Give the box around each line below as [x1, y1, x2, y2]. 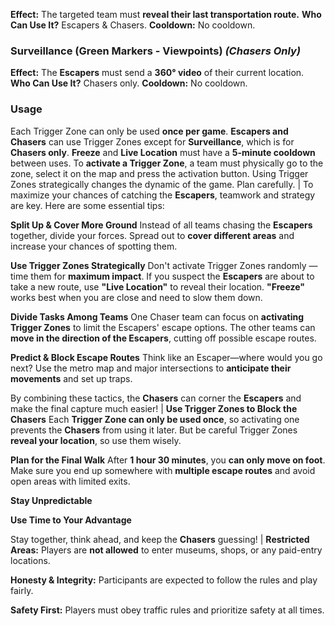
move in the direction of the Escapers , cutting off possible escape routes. [10, 332, 317, 344]
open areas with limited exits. [10, 475, 131, 487]
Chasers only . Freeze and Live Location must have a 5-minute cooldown [10, 146, 316, 158]
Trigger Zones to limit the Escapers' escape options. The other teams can [10, 321, 316, 333]
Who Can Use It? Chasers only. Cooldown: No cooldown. [10, 77, 248, 89]
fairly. [10, 584, 34, 596]
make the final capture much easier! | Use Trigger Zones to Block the [10, 402, 298, 414]
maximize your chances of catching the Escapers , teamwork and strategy [10, 189, 316, 201]
